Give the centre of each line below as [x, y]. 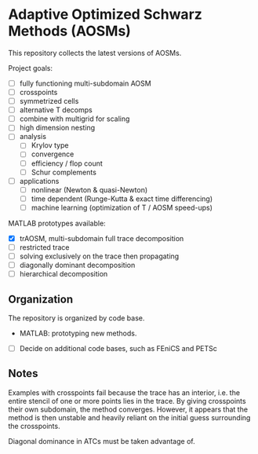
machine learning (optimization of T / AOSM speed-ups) [122, 207]
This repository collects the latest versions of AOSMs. [95, 53]
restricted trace [44, 247]
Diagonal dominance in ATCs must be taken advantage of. [102, 441]
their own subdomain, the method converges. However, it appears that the [128, 409]
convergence [53, 154]
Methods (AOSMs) [70, 31]
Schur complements [64, 172]
